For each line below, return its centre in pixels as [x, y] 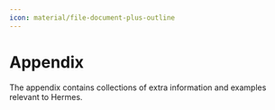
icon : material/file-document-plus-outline [92, 18]
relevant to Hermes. [46, 96]
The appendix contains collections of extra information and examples [138, 87]
